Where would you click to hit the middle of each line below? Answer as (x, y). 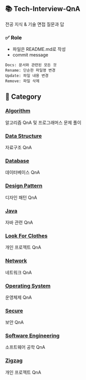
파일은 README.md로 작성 (39, 49)
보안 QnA (15, 323)
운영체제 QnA (19, 297)
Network (16, 261)
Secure (14, 310)
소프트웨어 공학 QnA (25, 347)
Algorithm (18, 111)
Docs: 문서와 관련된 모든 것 (31, 65)
